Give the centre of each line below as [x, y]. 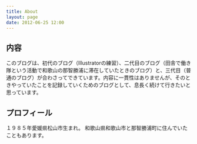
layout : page [22, 17]
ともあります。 [29, 135]
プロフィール [29, 113]
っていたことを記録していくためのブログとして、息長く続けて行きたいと [103, 85]
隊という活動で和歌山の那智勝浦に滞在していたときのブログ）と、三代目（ [96, 71]
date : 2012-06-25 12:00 [35, 22]
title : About [22, 11]
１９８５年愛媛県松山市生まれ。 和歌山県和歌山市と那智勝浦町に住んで [92, 128]
